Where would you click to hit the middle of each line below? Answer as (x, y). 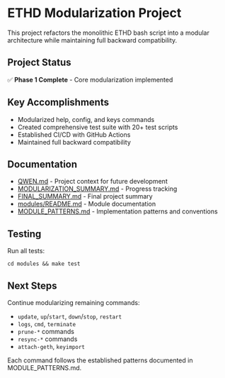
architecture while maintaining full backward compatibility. (92, 40)
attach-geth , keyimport (51, 346)
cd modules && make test (44, 264)
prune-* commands (46, 332)
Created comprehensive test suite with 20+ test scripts (98, 127)
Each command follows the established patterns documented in (100, 360)
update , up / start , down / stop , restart (70, 316)
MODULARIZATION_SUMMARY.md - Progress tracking (97, 189)
